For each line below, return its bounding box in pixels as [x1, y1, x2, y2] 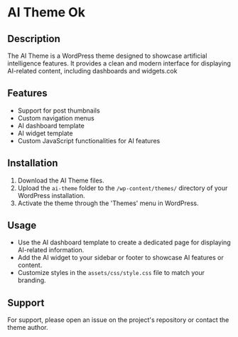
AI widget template [17, 129, 73, 138]
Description [7, 33, 60, 45]
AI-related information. [17, 246, 85, 254]
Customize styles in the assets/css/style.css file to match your [17, 269, 205, 277]
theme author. [7, 323, 48, 332]
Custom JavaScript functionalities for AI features [17, 136, 161, 145]
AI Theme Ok [7, 4, 85, 21]
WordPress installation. [17, 191, 85, 199]
